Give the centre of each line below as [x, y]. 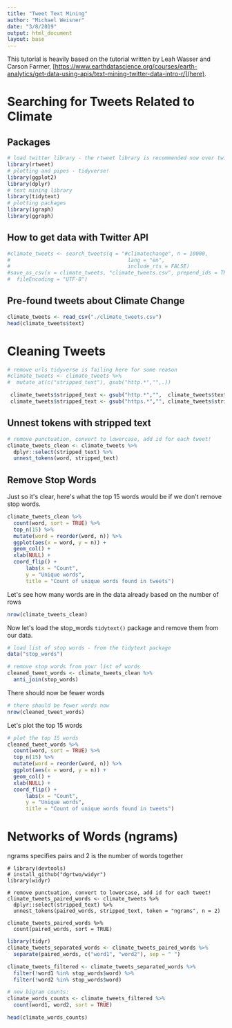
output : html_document [40, 33]
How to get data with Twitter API [78, 237]
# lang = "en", [86, 260]
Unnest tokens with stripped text [79, 423]
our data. [20, 635]
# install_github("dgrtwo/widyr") [57, 875]
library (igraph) [30, 210]
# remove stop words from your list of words [74, 667]
